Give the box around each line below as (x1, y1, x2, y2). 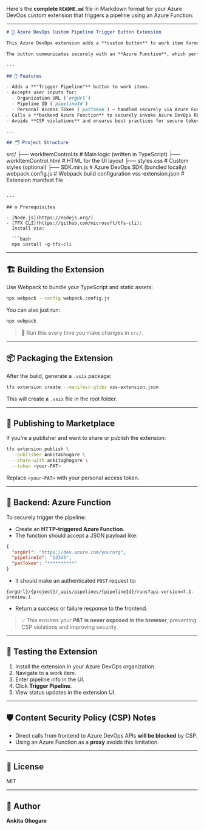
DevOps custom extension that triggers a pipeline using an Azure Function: (6, 12, 194, 19)
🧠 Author (6, 801, 41, 811)
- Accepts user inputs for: (6, 89, 78, 96)
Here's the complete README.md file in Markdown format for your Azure (6, 5, 183, 12)
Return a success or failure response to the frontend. (15, 605, 148, 612)
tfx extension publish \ (6, 446, 69, 452)
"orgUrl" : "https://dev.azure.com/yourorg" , (12, 549, 126, 555)
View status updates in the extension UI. (15, 688, 117, 696)
